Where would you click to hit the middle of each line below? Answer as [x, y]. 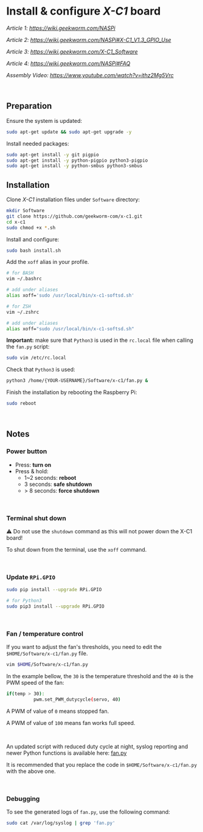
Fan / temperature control [45, 634]
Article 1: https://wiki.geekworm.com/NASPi [61, 28]
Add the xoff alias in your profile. [48, 262]
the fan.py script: [28, 347]
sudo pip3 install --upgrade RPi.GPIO [55, 606]
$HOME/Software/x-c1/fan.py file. [47, 653]
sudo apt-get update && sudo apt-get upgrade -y [69, 132]
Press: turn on [33, 465]
